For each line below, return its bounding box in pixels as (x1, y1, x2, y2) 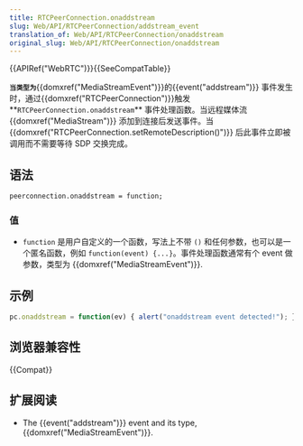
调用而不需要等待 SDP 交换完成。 (9, 138, 133, 149)
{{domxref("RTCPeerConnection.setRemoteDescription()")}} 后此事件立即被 (9, 127, 291, 138)
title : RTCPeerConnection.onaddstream (9, 13, 155, 23)
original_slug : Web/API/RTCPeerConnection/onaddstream (9, 38, 220, 48)
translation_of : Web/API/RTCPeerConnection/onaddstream (9, 30, 224, 39)
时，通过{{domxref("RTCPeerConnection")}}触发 (9, 93, 191, 104)
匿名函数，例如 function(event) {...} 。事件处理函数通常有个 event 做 (30, 247, 293, 258)
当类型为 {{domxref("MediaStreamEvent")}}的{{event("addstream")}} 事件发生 (9, 82, 293, 93)
